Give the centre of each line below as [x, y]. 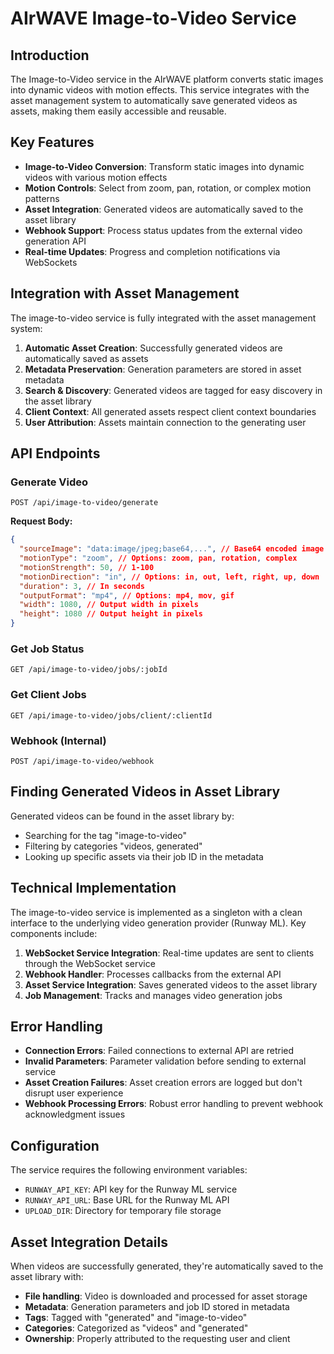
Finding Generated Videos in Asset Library [145, 792]
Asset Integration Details [89, 1242]
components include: [54, 933]
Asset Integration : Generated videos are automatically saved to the [164, 209]
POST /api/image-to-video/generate [84, 503]
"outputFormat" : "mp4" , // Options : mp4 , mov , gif [127, 595]
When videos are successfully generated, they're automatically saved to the [167, 1266]
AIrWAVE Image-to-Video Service [153, 18]
